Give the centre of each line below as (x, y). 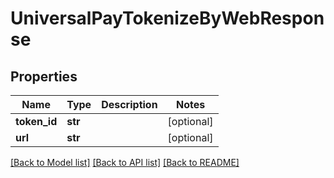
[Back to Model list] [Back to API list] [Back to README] (125, 162)
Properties (44, 76)
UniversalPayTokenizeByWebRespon (167, 18)
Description (129, 104)
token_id (36, 121)
